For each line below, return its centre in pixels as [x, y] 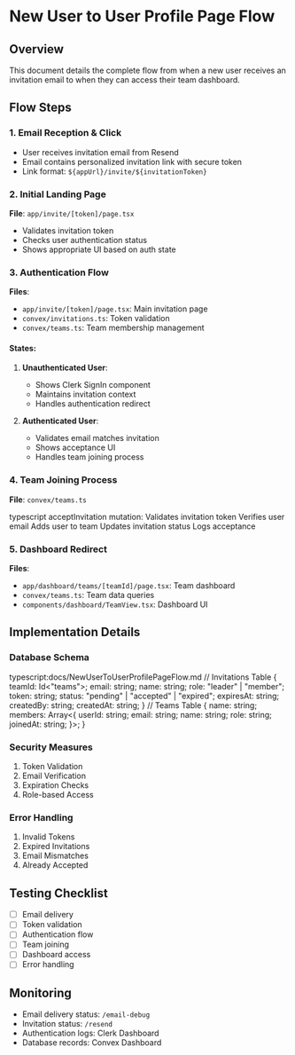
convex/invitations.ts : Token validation [96, 319]
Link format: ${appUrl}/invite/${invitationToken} [114, 171]
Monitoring [41, 992]
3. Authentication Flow [59, 272]
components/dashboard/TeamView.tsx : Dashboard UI [115, 604]
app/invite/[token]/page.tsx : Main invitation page [115, 309]
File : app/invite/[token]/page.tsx [72, 213]
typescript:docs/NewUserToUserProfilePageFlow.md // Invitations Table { [143, 677]
